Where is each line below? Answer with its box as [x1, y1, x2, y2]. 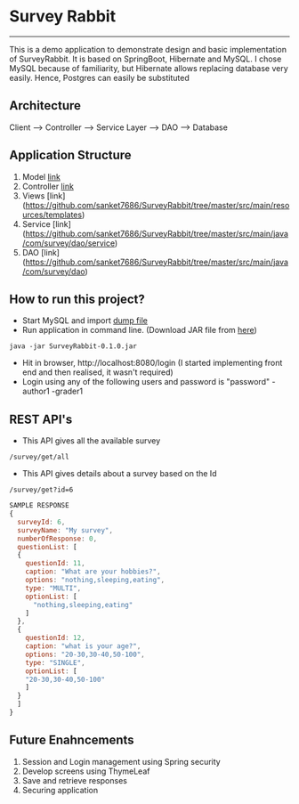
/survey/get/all [9, 452, 69, 462]
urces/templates [21, 209, 83, 220]
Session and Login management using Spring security [21, 756, 221, 767]
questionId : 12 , [25, 634, 86, 643]
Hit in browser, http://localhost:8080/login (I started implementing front [21, 358, 283, 369]
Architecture [9, 98, 82, 113]
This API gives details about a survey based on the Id [21, 468, 217, 479]
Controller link [21, 181, 74, 191]
